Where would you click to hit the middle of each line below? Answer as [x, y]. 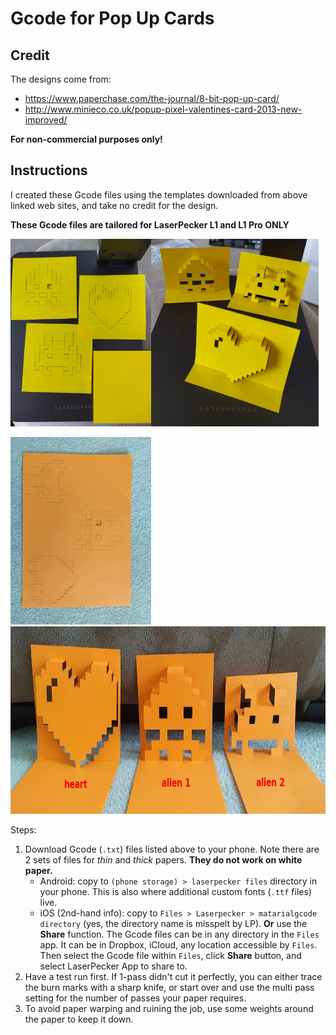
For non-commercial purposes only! [86, 139]
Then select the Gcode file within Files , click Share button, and [170, 955]
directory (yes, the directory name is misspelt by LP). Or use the [173, 923]
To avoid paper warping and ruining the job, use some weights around [169, 1008]
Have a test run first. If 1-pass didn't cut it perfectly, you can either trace [173, 976]
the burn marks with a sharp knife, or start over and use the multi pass [169, 987]
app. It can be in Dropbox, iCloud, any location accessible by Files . [178, 944]
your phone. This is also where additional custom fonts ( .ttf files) [175, 891]
